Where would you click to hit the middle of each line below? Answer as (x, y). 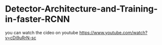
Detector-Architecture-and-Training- (81, 9)
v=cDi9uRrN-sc (21, 38)
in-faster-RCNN (37, 19)
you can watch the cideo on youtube (42, 32)
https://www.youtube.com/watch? (113, 32)
